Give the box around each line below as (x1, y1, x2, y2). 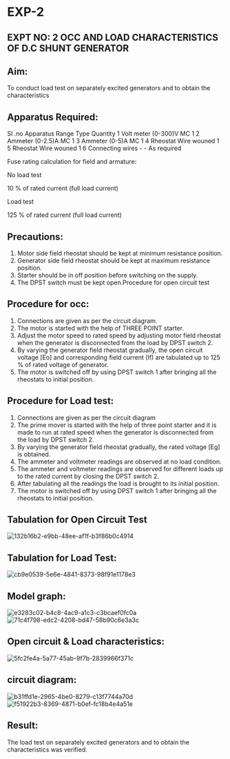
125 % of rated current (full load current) (7, 211, 123, 219)
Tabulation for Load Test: (7, 552, 117, 563)
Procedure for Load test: (7, 395, 114, 407)
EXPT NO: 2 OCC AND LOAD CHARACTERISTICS (7, 32, 218, 43)
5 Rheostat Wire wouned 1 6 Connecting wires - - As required (7, 144, 182, 152)
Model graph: (7, 590, 66, 602)
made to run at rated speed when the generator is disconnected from (17, 428, 214, 436)
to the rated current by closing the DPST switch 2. (17, 472, 160, 480)
